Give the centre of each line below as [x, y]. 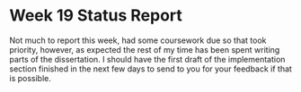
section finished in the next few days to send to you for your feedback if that [150, 69]
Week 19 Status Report [96, 16]
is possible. [31, 78]
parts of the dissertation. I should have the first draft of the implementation [147, 59]
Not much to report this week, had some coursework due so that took [138, 40]
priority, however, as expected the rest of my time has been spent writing [145, 49]
